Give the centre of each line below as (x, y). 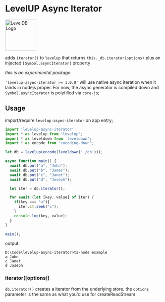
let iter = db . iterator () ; (37, 188)
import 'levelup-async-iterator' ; (41, 129)
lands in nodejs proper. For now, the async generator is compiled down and (82, 87)
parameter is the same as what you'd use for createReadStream (70, 294)
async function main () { (31, 161)
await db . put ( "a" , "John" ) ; (39, 166)
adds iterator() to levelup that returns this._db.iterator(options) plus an (83, 58)
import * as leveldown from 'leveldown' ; (49, 139)
